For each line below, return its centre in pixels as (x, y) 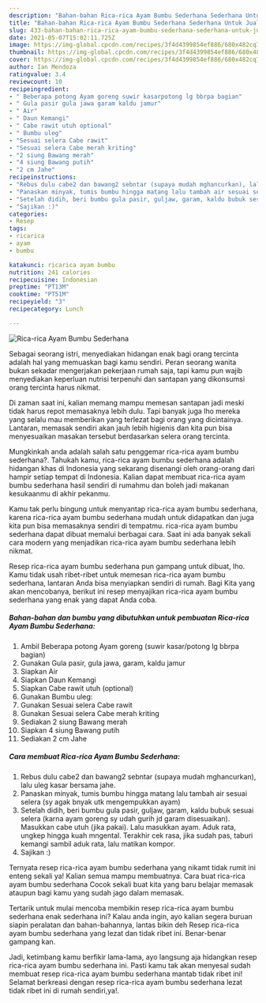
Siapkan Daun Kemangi (58, 680)
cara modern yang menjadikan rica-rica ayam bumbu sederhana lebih (122, 542)
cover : (20, 60)
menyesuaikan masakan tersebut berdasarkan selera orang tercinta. (120, 436)
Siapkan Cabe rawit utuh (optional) (77, 688)
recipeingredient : (39, 89)
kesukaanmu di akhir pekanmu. (60, 493)
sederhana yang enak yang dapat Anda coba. (83, 600)
